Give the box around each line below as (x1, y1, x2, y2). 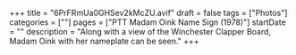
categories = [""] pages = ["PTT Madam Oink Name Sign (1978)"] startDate (9, 17, 286, 27)
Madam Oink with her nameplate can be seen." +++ (9, 35, 199, 46)
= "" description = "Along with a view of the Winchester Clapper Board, (9, 27, 271, 36)
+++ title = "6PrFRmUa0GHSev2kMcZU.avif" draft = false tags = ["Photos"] (9, 8, 288, 18)
